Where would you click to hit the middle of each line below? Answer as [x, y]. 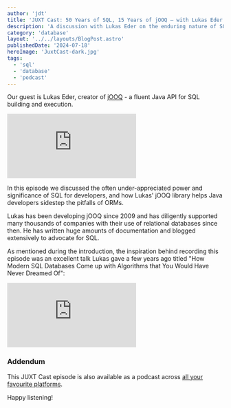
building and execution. [40, 105]
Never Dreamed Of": [36, 273]
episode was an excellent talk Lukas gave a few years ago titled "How [106, 259]
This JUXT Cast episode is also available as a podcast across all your [105, 376]
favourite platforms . [35, 384]
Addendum [26, 362]
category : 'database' [38, 33]
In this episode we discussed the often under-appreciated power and [105, 188]
